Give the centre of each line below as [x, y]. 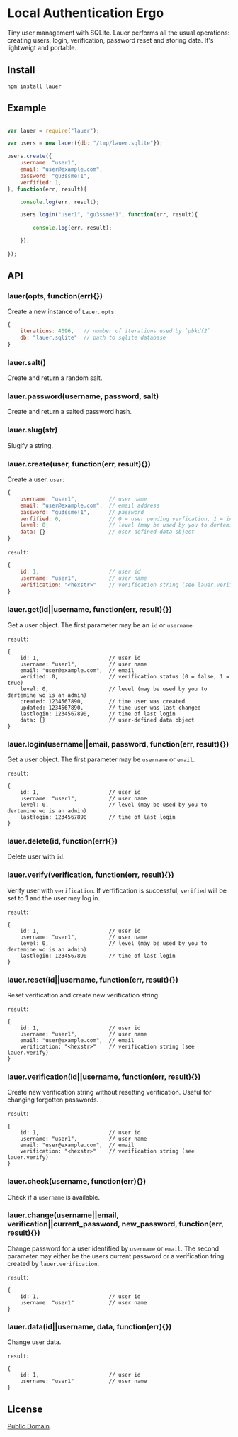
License [25, 1409]
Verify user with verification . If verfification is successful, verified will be [117, 890]
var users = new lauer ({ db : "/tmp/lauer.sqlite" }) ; [85, 143]
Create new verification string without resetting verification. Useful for [109, 1092]
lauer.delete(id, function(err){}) [63, 841]
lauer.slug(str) [33, 430]
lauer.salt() [27, 362]
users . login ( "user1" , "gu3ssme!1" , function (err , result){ [109, 215]
